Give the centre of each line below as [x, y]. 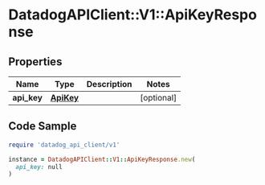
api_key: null [39, 166]
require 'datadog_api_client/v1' [64, 145]
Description [109, 84]
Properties [35, 62]
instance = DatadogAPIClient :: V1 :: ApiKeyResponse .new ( [102, 159]
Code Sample [43, 126]
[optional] [159, 98]
